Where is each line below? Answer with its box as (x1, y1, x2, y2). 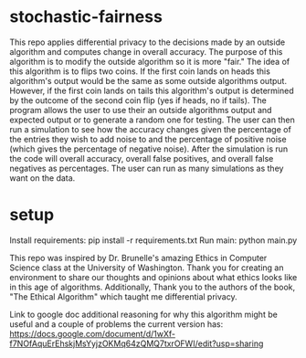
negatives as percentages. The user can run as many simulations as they (9, 163, 284, 174)
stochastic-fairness (9, 6, 163, 27)
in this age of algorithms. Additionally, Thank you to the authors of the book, (9, 281, 296, 292)
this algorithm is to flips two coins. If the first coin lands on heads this (9, 66, 271, 77)
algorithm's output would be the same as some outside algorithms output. (9, 75, 288, 86)
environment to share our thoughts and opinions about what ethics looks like (9, 271, 298, 282)
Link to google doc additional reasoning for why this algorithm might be (9, 309, 279, 320)
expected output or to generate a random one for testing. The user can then (9, 114, 295, 125)
